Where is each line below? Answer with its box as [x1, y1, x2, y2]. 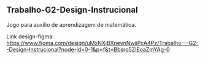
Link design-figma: [6, 33, 54, 40]
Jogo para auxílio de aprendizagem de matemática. [6, 21, 136, 28]
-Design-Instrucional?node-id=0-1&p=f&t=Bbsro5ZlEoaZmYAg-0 [6, 46, 170, 53]
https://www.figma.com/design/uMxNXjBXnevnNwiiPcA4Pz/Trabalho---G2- [6, 39, 199, 46]
